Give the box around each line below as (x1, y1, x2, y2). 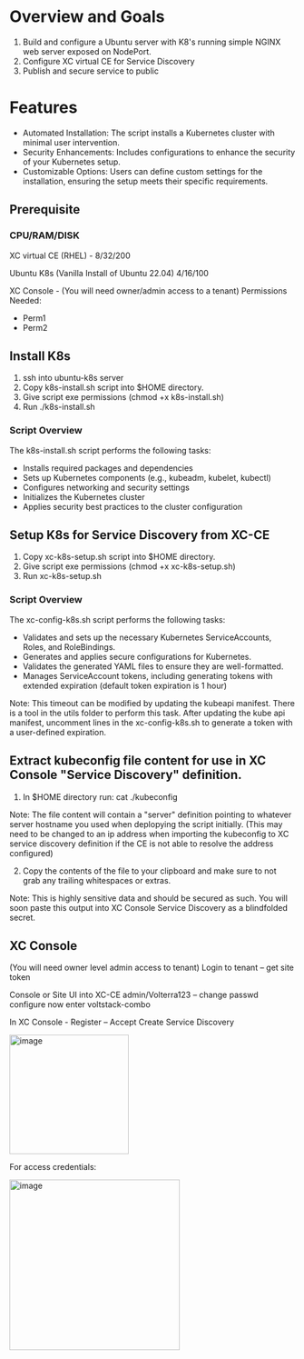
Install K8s (9, 348, 71, 364)
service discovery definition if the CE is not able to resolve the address (9, 838, 274, 849)
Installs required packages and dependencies (22, 462, 193, 474)
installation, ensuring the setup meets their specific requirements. (22, 175, 269, 186)
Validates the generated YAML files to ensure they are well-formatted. (22, 661, 284, 672)
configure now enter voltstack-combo (9, 999, 152, 1010)
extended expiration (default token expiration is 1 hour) (22, 680, 228, 691)
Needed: (9, 295, 43, 305)
